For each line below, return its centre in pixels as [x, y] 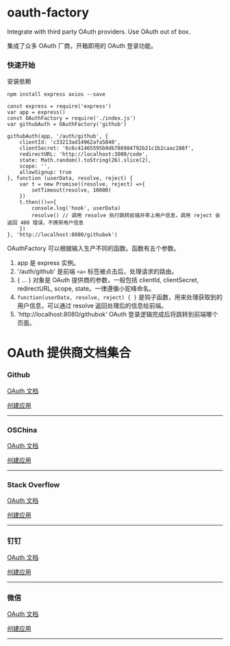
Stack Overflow [34, 484]
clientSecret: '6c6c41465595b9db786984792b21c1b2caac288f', [107, 149]
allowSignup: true [46, 173]
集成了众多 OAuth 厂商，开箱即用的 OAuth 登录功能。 [82, 45]
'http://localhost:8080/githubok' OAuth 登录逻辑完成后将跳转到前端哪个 [117, 314]
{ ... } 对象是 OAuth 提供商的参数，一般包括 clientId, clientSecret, [108, 280]
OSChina [22, 430]
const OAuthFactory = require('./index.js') [72, 119]
